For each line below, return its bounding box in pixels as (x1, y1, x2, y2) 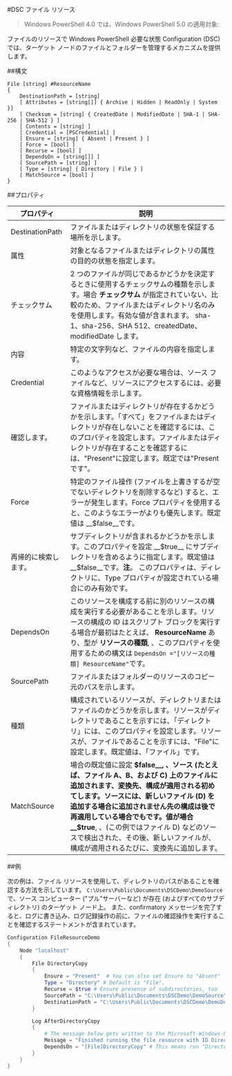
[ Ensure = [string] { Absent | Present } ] (19, 135, 150, 142)
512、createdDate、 (134, 321, 202, 330)
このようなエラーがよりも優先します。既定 (84, 508, 221, 518)
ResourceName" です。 (82, 659, 150, 668)
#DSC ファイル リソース (7, 6, 76, 13)
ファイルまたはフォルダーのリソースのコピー (70, 672, 215, 681)
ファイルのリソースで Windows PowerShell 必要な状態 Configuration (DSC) (7, 35, 221, 43)
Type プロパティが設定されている (104, 573, 212, 583)
